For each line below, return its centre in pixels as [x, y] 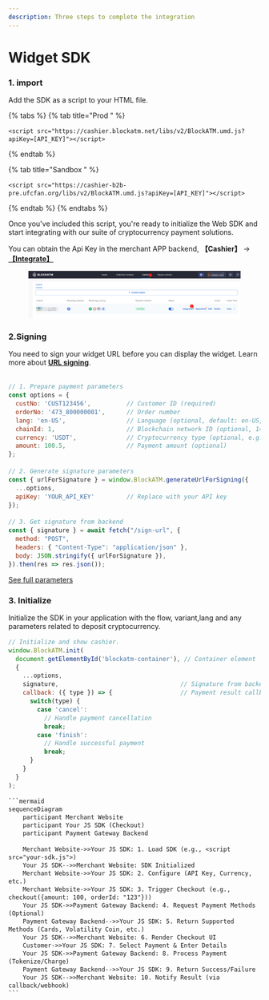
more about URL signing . [50, 363]
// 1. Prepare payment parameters [66, 387]
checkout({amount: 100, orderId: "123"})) [80, 897]
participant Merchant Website [73, 817]
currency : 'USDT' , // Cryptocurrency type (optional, [130, 437]
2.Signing [28, 337]
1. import [26, 83]
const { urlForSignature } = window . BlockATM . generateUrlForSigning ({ [128, 480]
